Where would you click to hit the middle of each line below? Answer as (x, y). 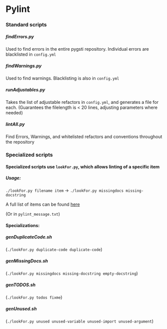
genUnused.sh (21, 309)
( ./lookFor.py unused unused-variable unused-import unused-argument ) (80, 321)
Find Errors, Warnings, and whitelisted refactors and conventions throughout (84, 136)
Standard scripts (26, 25)
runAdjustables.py (25, 89)
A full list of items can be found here (43, 204)
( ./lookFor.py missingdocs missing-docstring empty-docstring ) (72, 273)
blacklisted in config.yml (31, 54)
